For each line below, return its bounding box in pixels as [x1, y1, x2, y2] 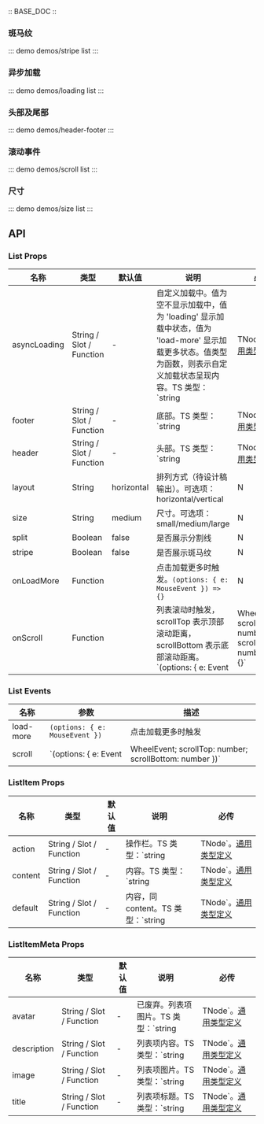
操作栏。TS [125, 837, 167, 849]
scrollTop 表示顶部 [156, 616, 225, 627]
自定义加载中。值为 [156, 287, 228, 298]
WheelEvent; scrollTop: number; [130, 744, 248, 755]
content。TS [125, 903, 173, 914]
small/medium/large [156, 519, 230, 530]
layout [12, 482, 35, 493]
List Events [8, 686, 52, 697]
